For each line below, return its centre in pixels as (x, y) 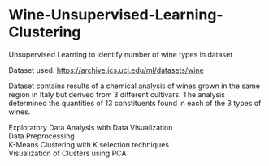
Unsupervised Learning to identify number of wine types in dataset (121, 54)
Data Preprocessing (41, 136)
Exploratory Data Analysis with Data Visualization (91, 127)
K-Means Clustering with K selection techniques (89, 144)
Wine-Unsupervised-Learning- (116, 15)
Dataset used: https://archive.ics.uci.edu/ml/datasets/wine (106, 70)
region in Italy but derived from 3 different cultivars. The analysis (117, 94)
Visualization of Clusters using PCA (67, 153)
